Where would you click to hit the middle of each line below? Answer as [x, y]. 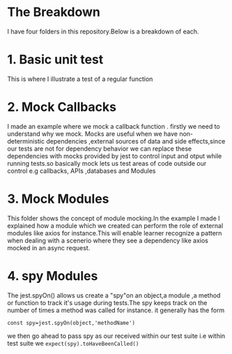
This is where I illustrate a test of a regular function [80, 79]
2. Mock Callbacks [62, 107]
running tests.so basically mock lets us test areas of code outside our [107, 163]
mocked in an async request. [49, 247]
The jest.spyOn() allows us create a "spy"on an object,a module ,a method [114, 295]
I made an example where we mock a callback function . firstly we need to [114, 126]
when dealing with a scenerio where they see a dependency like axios [108, 240]
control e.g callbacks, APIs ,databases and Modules [82, 171]
